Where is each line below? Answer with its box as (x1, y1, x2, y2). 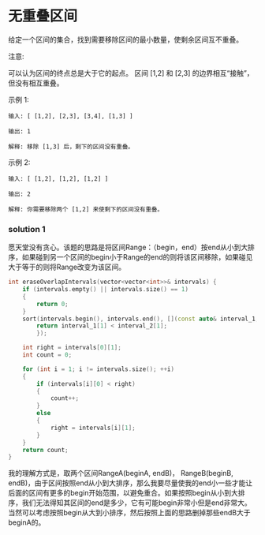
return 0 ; (36, 300, 69, 308)
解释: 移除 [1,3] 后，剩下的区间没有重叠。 (8, 143, 134, 151)
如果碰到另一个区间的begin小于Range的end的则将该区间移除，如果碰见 (21, 253, 253, 262)
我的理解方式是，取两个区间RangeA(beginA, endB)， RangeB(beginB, (8, 469, 234, 478)
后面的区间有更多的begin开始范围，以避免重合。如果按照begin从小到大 (8, 488, 238, 498)
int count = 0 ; (22, 351, 73, 359)
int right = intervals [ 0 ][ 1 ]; (22, 344, 122, 352)
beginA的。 (8, 518, 46, 527)
